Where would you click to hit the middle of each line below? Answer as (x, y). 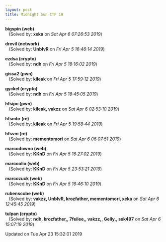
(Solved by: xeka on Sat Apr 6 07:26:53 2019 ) (56, 34)
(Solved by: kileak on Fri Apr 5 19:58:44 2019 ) (56, 124)
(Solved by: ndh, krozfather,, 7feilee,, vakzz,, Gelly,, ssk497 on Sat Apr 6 (85, 219)
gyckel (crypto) (21, 88)
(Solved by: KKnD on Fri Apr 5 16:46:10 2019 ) (55, 184)
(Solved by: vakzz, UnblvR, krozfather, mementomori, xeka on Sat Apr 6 (84, 199)
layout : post (19, 10)
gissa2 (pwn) (19, 73)
